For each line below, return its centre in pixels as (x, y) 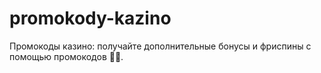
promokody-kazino (90, 18)
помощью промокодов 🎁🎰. (66, 56)
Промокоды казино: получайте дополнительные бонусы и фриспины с (160, 46)
